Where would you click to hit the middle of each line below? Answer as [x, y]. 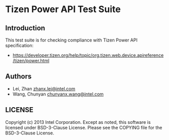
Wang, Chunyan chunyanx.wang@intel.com [58, 94]
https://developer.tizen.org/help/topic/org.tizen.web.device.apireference [88, 55]
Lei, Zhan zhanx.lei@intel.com [44, 88]
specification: [19, 45]
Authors [18, 77]
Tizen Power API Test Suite [63, 9]
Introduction [25, 28]
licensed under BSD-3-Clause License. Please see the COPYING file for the [84, 127]
